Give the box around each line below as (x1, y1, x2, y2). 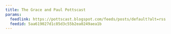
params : (5, 12, 22, 17)
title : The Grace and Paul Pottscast (5, 7, 86, 12)
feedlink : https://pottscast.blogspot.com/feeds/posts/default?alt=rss (10, 16, 166, 21)
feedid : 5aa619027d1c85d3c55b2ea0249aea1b (10, 21, 102, 26)
